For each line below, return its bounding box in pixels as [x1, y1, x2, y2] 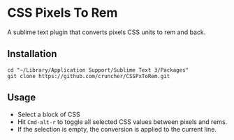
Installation [7, 48, 57, 60]
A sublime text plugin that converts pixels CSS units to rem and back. [7, 28, 206, 36]
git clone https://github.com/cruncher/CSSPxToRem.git [7, 72, 170, 79]
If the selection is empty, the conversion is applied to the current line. [17, 125, 217, 133]
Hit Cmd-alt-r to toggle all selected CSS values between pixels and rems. [17, 117, 228, 126]
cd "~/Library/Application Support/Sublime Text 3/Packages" [7, 66, 189, 74]
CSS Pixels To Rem [7, 5, 118, 21]
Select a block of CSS [17, 110, 80, 118]
